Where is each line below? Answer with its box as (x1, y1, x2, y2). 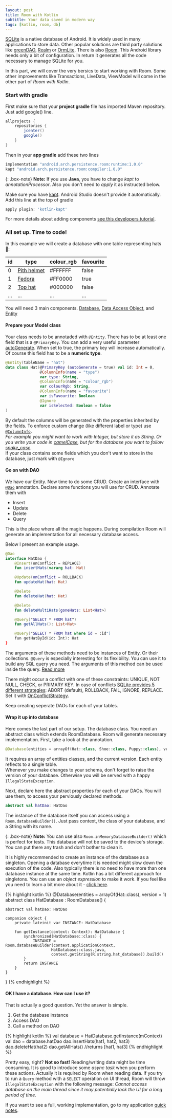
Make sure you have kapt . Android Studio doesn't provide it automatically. (5, 191, 161, 197)
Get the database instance (12, 1012, 69, 1018)
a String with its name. (5, 823, 53, 829)
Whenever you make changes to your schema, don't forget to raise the (5, 766, 155, 773)
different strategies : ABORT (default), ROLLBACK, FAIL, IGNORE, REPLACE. (5, 687, 164, 693)
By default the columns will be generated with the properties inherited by (5, 417, 159, 423)
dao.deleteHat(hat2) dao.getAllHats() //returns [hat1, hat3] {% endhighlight (5, 1044, 163, 1050)
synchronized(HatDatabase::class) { (24, 933, 102, 939)
